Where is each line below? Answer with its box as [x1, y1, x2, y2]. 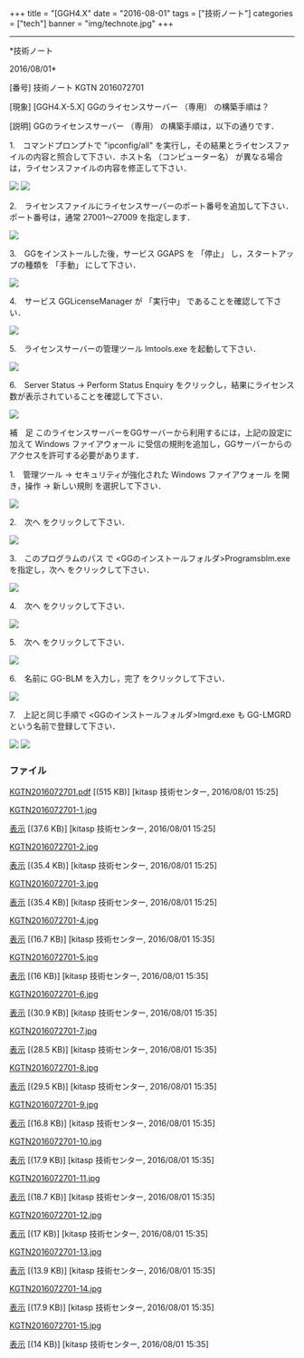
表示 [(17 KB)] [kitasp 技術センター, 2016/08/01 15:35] [9, 1228, 208, 1239]
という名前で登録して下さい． [9, 721, 120, 732]
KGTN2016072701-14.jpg [9, 1284, 102, 1295]
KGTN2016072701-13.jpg [9, 1246, 102, 1257]
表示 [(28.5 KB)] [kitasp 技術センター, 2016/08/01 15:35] [9, 1044, 217, 1055]
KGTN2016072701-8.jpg [9, 1062, 99, 1073]
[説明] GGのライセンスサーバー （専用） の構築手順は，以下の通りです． [9, 121, 279, 131]
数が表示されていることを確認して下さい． [9, 391, 168, 402]
